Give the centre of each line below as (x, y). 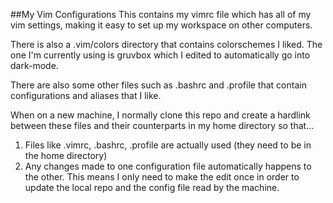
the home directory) (66, 155)
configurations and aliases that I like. (86, 95)
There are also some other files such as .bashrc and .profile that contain (158, 85)
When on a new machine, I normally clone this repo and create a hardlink (160, 115)
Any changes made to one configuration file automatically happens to (168, 166)
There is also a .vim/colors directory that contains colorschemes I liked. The (166, 44)
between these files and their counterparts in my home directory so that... (162, 125)
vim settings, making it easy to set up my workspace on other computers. (161, 25)
